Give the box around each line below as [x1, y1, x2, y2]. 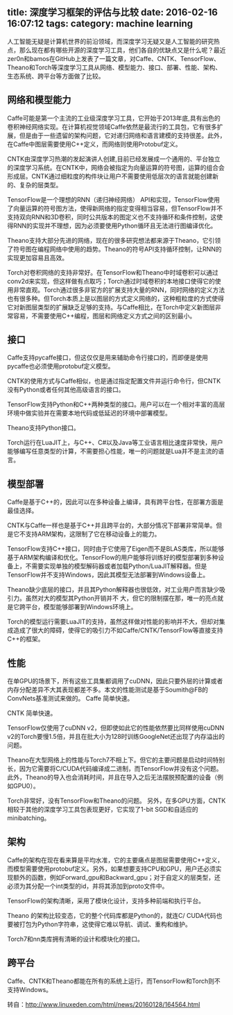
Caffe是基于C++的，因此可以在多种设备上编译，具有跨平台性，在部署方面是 [7, 498, 224, 506]
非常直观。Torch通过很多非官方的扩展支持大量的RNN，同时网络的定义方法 [12, 285, 225, 293]
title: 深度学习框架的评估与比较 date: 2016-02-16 [7, 6, 218, 19]
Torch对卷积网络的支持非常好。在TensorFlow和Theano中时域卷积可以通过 [7, 268, 218, 276]
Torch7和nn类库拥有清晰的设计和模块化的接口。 [7, 935, 144, 943]
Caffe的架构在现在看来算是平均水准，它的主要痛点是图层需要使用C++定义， [7, 855, 224, 864]
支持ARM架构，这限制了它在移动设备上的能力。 [25, 530, 161, 538]
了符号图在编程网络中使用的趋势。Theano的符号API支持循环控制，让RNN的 [7, 245, 222, 253]
